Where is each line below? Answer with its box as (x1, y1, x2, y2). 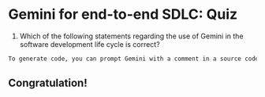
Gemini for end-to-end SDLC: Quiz (8, 5, 238, 23)
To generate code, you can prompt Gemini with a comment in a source (8, 55, 242, 63)
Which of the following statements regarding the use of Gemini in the (19, 31, 244, 41)
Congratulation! (8, 77, 88, 90)
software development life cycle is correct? (19, 39, 160, 48)
